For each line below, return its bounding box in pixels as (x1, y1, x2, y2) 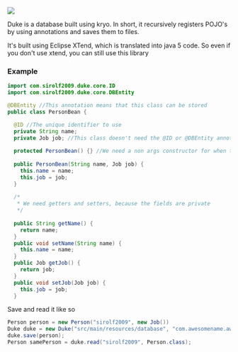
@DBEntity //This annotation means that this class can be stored (7, 102, 208, 109)
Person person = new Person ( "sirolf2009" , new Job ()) (7, 319, 170, 326)
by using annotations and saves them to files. (7, 28, 140, 35)
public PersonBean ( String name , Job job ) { (13, 161, 144, 168)
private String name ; (13, 127, 78, 135)
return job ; (20, 266, 55, 273)
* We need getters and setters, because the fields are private (16, 200, 211, 208)
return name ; (20, 227, 59, 234)
